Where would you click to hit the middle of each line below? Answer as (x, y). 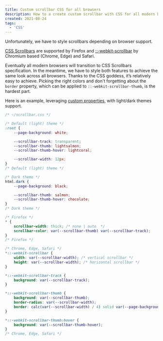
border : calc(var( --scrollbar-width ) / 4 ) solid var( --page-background (88, 307)
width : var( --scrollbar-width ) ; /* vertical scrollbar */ (73, 258)
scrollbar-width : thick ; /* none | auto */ (59, 226)
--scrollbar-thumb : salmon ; (42, 195)
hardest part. (18, 91)
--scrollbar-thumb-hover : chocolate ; (52, 199)
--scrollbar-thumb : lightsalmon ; (48, 146)
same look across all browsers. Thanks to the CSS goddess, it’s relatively (78, 76)
